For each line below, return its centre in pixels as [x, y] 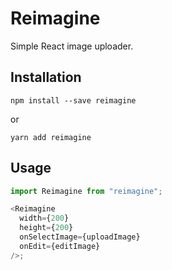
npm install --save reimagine [73, 100]
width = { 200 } [44, 218]
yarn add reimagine [51, 137]
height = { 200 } [46, 228]
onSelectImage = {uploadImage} [80, 237]
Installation [46, 77]
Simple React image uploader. [72, 46]
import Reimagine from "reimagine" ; [86, 191]
